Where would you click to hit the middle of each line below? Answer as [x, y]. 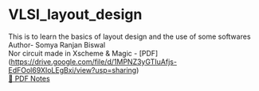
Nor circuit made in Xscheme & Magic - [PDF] [83, 53]
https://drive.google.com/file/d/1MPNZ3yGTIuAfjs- [94, 62]
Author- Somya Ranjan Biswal [57, 44]
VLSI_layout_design [75, 15]
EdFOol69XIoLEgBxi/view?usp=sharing [73, 70]
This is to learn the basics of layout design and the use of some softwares [129, 36]
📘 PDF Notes [29, 78]
